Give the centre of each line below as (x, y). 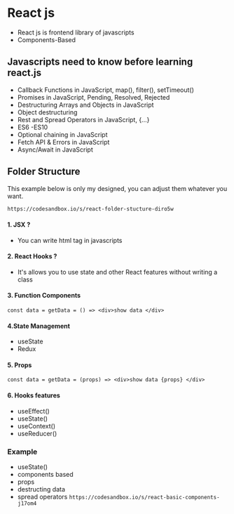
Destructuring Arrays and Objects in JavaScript (85, 105)
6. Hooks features (34, 395)
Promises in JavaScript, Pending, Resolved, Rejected (94, 97)
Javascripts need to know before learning (100, 62)
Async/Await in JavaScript (55, 150)
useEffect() (34, 411)
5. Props (20, 365)
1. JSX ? (19, 225)
